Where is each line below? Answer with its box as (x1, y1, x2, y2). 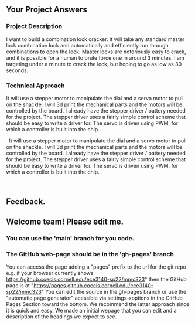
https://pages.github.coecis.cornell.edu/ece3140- (33, 281, 153, 289)
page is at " (6, 281, 34, 289)
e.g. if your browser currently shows (6, 269, 94, 276)
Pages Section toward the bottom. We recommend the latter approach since (6, 300, 190, 307)
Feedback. (6, 196, 46, 207)
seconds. (6, 67, 29, 74)
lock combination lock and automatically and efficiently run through (6, 42, 169, 49)
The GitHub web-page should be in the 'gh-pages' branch (6, 250, 174, 258)
